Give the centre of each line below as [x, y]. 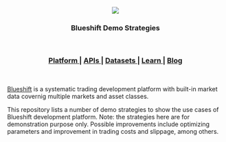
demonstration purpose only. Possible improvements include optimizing [109, 124]
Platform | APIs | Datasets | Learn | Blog [115, 60]
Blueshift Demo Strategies [115, 27]
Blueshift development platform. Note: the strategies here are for [99, 117]
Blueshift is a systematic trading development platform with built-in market [112, 88]
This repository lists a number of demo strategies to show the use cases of [113, 109]
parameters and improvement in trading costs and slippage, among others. [113, 131]
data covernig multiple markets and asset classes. [78, 96]
